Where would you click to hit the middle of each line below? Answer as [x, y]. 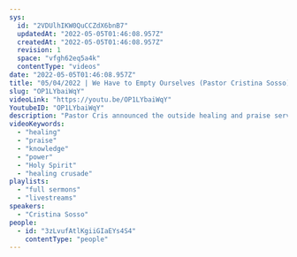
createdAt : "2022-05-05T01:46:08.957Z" [91, 42]
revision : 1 [39, 50]
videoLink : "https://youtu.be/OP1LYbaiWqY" [91, 99]
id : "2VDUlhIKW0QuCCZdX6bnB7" [72, 26]
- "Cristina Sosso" [53, 214]
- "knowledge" [43, 148]
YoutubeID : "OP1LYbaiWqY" [57, 108]
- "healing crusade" [55, 173]
